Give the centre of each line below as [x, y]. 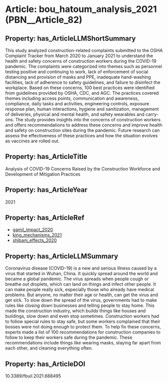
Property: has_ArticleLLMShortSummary [71, 38]
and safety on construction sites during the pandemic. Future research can [82, 130]
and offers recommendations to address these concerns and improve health [84, 125]
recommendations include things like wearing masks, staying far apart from [83, 343]
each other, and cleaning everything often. [49, 348]
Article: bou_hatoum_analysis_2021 [81, 9]
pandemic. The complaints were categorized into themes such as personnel [83, 66]
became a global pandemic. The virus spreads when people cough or [77, 279]
